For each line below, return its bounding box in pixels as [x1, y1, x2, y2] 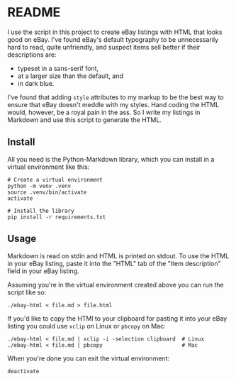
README [7, 4, 61, 21]
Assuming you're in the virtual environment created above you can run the [7, 280, 225, 289]
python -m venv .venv [7, 182, 72, 189]
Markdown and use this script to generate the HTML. [7, 115, 162, 124]
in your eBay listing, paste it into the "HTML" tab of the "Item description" [7, 259, 221, 267]
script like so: [7, 288, 47, 297]
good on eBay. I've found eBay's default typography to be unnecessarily [7, 35, 219, 43]
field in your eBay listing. [7, 267, 79, 275]
